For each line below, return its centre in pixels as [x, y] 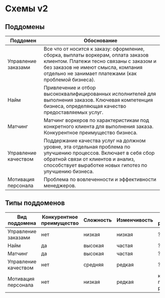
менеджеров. [60, 185]
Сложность [97, 220]
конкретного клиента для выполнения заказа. [98, 126]
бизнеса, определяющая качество [85, 106]
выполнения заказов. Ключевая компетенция [98, 100]
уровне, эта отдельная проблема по [87, 147]
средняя [94, 265]
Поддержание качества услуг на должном [95, 141]
